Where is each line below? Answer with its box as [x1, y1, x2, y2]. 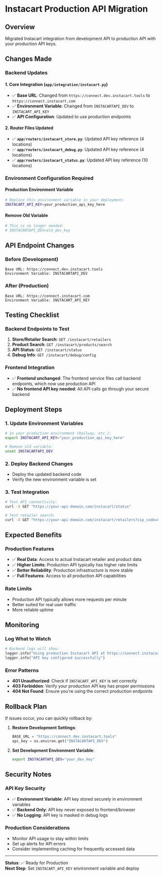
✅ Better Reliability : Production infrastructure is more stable [12, 567, 133, 573]
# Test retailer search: [5, 513, 55, 518]
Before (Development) [5, 256, 59, 263]
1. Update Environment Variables [5, 420, 83, 426]
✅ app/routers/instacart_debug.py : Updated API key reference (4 [12, 146, 145, 152]
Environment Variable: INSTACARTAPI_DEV [5, 271, 88, 276]
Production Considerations [5, 824, 70, 831]
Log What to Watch [5, 635, 51, 642]
